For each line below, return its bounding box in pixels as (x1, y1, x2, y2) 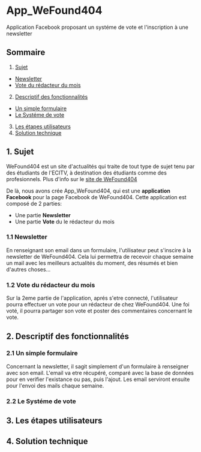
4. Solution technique (6, 436, 88, 446)
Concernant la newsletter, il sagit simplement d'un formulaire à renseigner (6, 362, 189, 370)
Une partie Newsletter (14, 211, 71, 218)
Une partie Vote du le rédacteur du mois (14, 218, 115, 225)
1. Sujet (6, 147, 34, 157)
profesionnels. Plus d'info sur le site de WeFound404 (6, 175, 137, 182)
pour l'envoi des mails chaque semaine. (6, 382, 104, 389)
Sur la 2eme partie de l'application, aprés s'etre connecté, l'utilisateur (6, 294, 178, 302)
